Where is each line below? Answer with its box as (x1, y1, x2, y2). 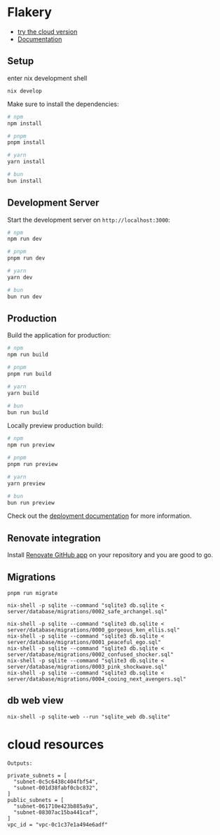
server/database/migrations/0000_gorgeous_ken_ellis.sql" (7, 627, 180, 634)
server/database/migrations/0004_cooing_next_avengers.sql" (7, 676, 187, 683)
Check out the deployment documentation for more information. (7, 512, 192, 520)
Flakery (7, 4, 53, 20)
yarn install (7, 159, 46, 166)
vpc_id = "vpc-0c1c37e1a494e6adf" (7, 821, 109, 828)
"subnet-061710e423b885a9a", (13, 803, 99, 810)
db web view (7, 695, 64, 707)
